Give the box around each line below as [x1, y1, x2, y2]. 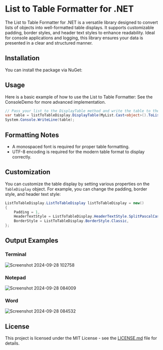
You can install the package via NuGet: [5, 67, 82, 73]
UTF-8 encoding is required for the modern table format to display [12, 149, 145, 155]
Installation [5, 54, 40, 63]
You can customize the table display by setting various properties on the [5, 181, 150, 187]
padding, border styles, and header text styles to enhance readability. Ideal [5, 30, 155, 35]
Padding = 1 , [14, 209, 40, 214]
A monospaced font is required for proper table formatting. [12, 144, 130, 149]
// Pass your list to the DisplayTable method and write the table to [5, 108, 151, 113]
